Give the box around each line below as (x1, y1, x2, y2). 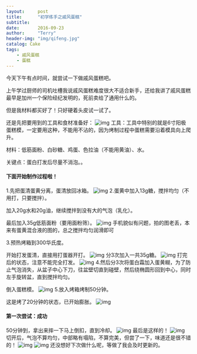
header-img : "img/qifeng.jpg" (6, 36, 80, 42)
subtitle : (6, 19, 30, 25)
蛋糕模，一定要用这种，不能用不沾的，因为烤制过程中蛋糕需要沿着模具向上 (6, 126, 186, 133)
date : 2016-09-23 (6, 25, 64, 31)
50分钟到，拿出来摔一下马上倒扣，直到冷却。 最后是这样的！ (6, 326, 169, 334)
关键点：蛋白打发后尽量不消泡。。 (6, 159, 86, 166)
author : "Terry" (6, 30, 57, 36)
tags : (6, 47, 19, 53)
